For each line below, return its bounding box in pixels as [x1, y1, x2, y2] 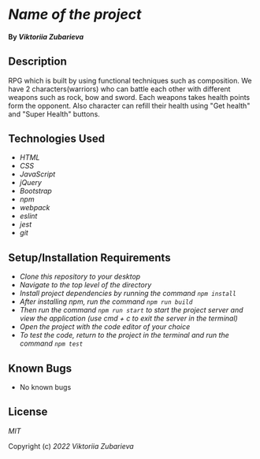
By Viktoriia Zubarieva [8, 31, 84, 41]
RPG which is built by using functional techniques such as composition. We [8, 76, 252, 85]
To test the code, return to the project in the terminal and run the [19, 331, 230, 340]
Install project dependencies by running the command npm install [19, 289, 236, 298]
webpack [19, 203, 50, 213]
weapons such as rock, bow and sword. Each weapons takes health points [8, 92, 251, 102]
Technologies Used [8, 131, 105, 145]
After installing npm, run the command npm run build [19, 297, 193, 306]
